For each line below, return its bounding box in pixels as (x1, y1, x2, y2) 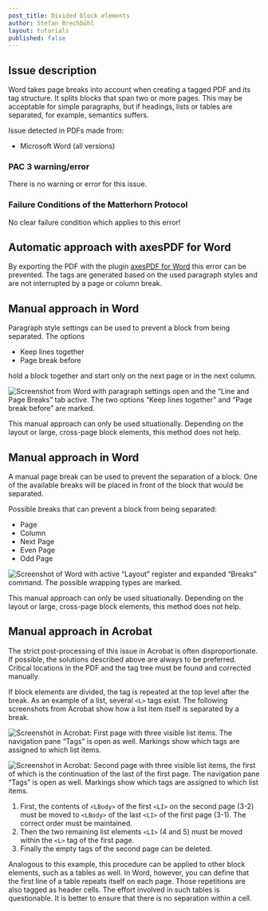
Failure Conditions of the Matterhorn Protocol (8, 199, 188, 210)
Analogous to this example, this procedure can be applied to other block (8, 859, 246, 869)
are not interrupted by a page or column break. (8, 279, 162, 288)
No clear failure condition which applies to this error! (8, 217, 181, 227)
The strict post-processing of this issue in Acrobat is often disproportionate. (8, 646, 258, 655)
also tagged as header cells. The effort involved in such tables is (8, 885, 220, 894)
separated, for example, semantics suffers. (8, 110, 149, 120)
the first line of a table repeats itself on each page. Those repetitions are (8, 876, 246, 885)
